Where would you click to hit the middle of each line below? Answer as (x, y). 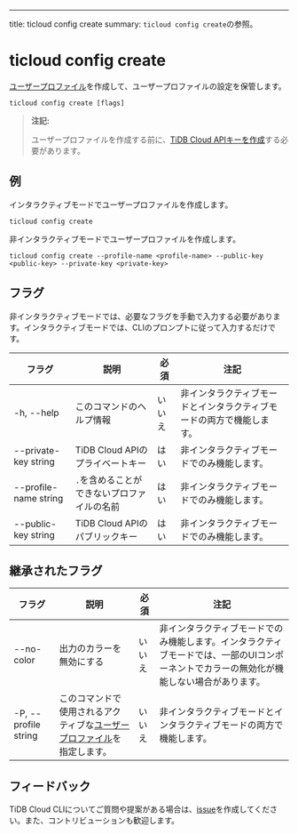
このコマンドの (106, 406)
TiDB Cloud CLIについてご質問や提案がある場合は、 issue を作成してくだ (140, 809)
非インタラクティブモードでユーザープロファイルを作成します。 (125, 239)
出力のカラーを (90, 648)
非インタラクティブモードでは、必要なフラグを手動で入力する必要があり (141, 316)
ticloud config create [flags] (67, 103)
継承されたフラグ (56, 570)
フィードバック (50, 786)
